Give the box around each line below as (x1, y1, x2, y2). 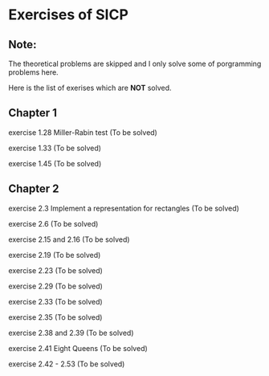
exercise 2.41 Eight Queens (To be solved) (8, 343, 149, 353)
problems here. (8, 67, 59, 77)
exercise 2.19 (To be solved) (8, 250, 101, 260)
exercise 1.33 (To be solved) (8, 143, 102, 153)
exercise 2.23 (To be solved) (8, 265, 103, 275)
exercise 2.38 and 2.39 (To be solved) (8, 328, 134, 337)
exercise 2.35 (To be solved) (8, 312, 103, 322)
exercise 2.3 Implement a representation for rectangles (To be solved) (8, 203, 239, 213)
